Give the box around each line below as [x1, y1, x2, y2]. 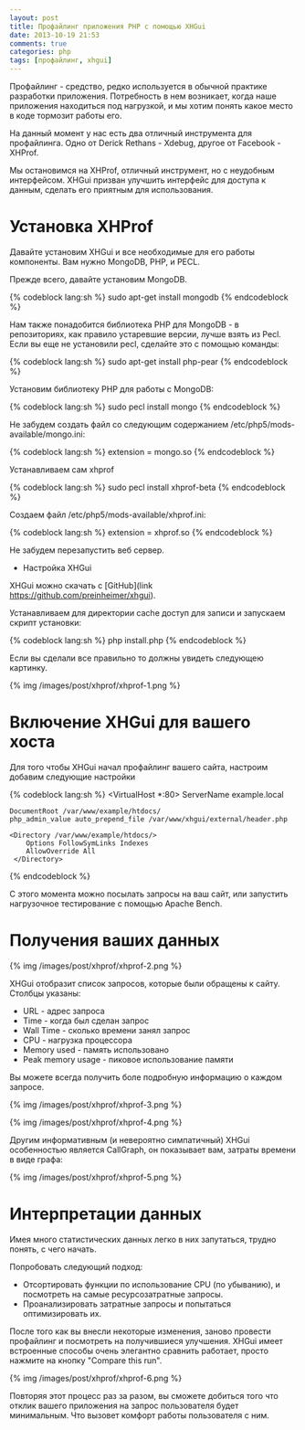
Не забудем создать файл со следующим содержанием [9, 418, 229, 429]
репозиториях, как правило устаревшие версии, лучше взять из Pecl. [9, 328, 281, 339]
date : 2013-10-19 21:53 [9, 30, 100, 39]
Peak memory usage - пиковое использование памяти [22, 1054, 235, 1065]
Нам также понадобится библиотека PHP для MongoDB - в [9, 319, 239, 330]
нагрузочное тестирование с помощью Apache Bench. [9, 897, 223, 909]
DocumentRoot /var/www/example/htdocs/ [9, 806, 162, 816]
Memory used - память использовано [22, 1043, 169, 1055]
